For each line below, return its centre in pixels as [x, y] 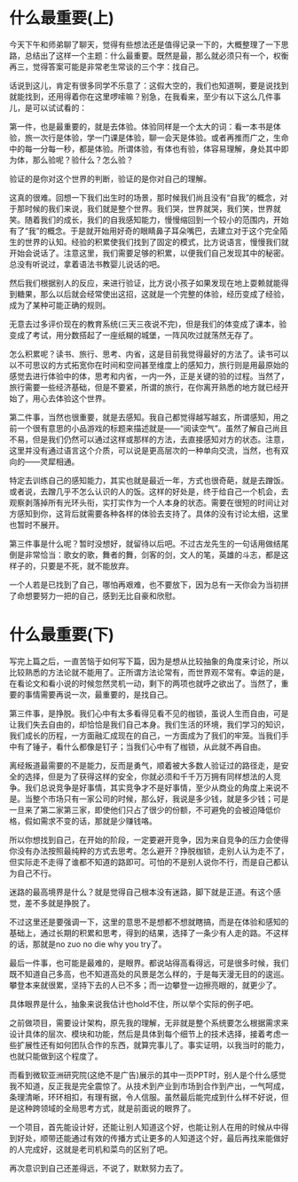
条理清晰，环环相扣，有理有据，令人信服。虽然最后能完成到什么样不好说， [145, 1097]
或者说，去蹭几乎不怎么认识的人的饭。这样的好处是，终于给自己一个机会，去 [149, 491]
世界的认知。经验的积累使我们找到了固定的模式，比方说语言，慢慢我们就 [157, 241]
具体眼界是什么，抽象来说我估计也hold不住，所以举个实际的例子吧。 [134, 1004]
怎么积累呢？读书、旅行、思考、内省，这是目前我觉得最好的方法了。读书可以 [149, 354]
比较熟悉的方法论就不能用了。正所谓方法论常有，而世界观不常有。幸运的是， [149, 672]
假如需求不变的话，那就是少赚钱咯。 [90, 821]
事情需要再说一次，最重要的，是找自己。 [98, 694]
